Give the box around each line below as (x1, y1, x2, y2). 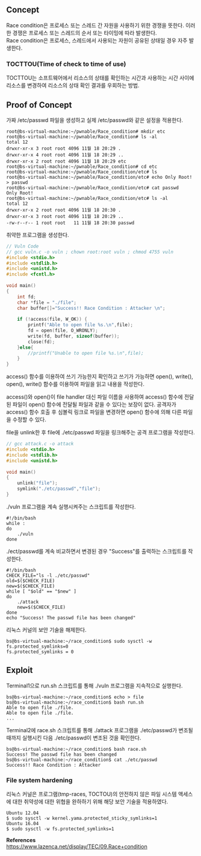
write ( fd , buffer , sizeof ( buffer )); (28, 333, 120, 339)
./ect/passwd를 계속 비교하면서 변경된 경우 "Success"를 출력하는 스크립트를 (6, 547, 187, 555)
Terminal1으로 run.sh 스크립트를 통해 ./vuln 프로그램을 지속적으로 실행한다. (6, 682, 183, 689)
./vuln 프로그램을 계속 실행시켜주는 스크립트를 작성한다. (6, 503, 136, 510)
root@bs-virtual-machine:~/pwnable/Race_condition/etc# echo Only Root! (6, 174, 193, 180)
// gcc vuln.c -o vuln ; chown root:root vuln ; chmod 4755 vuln (6, 249, 173, 255)
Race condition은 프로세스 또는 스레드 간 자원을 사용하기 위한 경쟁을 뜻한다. (6, 21, 185, 29)
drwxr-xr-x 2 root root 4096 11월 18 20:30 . (6, 207, 122, 213)
